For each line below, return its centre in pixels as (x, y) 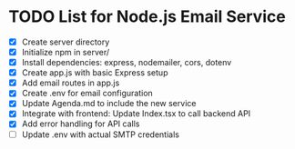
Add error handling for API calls (81, 124)
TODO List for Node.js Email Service (147, 17)
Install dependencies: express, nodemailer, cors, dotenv (127, 63)
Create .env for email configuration (87, 94)
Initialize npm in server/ (66, 52)
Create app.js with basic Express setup (95, 73)
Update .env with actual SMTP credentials (100, 134)
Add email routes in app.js (71, 83)
